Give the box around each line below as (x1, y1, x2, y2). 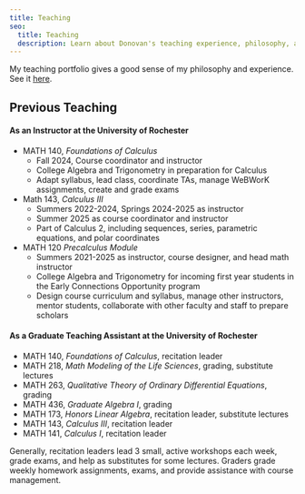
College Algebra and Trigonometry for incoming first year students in (35, 270, 295, 282)
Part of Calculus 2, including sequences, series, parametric (35, 222, 258, 233)
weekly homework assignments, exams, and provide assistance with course (9, 465, 294, 476)
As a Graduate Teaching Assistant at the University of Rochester (9, 330, 259, 341)
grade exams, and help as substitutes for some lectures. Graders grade (9, 456, 276, 467)
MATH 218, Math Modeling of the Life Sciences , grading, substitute (22, 360, 274, 371)
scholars (35, 309, 69, 320)
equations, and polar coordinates (35, 232, 161, 243)
